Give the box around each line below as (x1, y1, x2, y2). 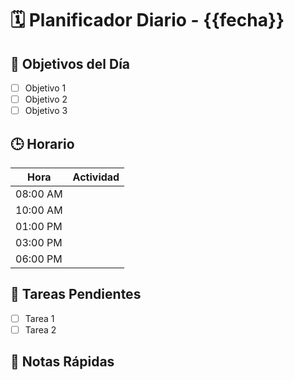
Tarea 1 (24, 312, 55, 324)
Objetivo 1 (24, 82, 67, 94)
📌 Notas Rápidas (10, 353, 115, 371)
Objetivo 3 (24, 105, 68, 117)
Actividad (72, 170, 120, 184)
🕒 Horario (10, 135, 75, 152)
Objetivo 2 (24, 93, 68, 106)
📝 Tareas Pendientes (10, 286, 142, 303)
